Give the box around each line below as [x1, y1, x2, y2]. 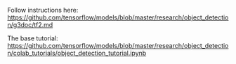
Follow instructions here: [7, 6, 79, 14]
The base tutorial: [7, 34, 58, 42]
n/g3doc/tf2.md [7, 21, 53, 29]
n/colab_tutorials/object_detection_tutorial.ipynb [7, 49, 147, 57]
